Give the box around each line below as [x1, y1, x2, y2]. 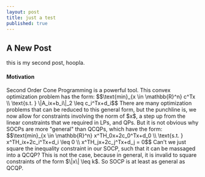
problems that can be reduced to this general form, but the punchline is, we [6, 106, 197, 114]
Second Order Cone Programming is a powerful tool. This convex [6, 87, 171, 94]
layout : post [6, 9, 40, 15]
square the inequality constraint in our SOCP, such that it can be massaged [6, 145, 196, 153]
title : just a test [6, 15, 56, 21]
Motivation [6, 73, 35, 80]
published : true [6, 20, 48, 26]
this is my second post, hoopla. [6, 59, 85, 67]
